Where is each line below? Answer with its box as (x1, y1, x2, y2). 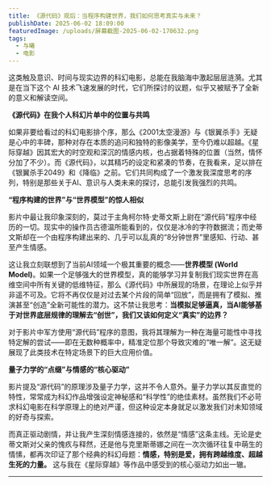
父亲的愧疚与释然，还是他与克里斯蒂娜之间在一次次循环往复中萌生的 (35, 440, 263, 449)
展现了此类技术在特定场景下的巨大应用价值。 (8, 348, 157, 356)
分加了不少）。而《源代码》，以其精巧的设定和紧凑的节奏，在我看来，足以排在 (8, 158, 263, 167)
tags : (8, 34, 27, 43)
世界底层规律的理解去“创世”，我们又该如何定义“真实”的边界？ (22, 310, 229, 319)
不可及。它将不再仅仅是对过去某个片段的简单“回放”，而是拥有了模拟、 (22, 290, 256, 299)
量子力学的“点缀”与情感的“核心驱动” (8, 365, 131, 374)
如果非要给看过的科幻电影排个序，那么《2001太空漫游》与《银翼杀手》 (8, 127, 244, 137)
